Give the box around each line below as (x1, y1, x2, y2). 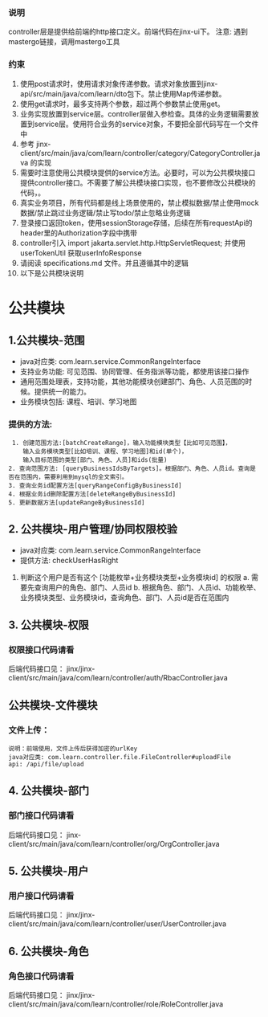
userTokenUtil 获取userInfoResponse (19, 247, 142, 258)
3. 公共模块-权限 (8, 619, 90, 632)
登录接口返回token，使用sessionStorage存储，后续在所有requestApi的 (19, 218, 253, 227)
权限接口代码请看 (8, 644, 75, 656)
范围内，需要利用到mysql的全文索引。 (19, 472, 128, 481)
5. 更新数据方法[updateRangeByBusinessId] (8, 498, 145, 507)
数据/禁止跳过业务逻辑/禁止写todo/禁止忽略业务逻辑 (19, 207, 191, 218)
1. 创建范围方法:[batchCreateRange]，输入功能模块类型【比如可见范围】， (11, 439, 232, 447)
